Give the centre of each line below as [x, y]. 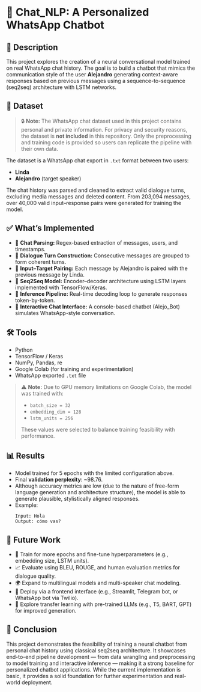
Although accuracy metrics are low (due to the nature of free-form [97, 486]
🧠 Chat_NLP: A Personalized [78, 12]
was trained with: [42, 394]
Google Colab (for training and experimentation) [74, 369]
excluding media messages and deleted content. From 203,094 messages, [98, 196]
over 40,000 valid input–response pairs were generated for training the [94, 203]
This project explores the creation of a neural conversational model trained [98, 62]
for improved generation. [46, 611]
